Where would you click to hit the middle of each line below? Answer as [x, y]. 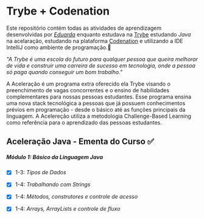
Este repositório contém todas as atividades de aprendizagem [84, 28]
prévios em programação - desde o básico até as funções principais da [96, 109]
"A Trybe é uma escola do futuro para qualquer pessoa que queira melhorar [102, 59]
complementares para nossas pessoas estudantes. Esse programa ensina [99, 97]
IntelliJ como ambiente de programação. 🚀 [59, 47]
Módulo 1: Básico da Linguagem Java [55, 157]
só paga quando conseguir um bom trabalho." [65, 72]
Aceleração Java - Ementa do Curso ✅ [80, 142]
